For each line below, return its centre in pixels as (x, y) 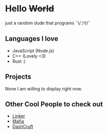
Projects (18, 77)
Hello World (30, 9)
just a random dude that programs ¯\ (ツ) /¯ (48, 23)
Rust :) (19, 61)
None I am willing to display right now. (44, 89)
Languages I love (32, 39)
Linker (19, 116)
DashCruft (23, 127)
